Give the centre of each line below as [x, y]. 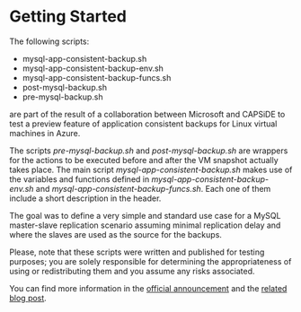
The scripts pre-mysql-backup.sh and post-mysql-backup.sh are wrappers [149, 151]
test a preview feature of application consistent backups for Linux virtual [143, 124]
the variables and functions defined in [80, 179]
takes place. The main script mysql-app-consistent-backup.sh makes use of [151, 169]
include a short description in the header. [85, 198]
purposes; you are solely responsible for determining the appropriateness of [150, 261]
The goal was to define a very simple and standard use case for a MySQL [145, 215]
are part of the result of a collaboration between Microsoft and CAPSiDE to [147, 114]
